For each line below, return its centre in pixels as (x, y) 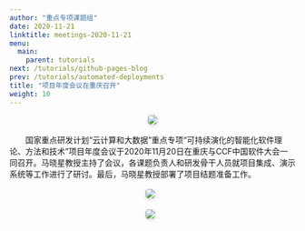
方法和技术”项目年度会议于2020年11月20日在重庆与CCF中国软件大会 (152, 151)
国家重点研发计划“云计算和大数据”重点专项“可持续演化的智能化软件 (150, 140)
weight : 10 (30, 94)
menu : (20, 43)
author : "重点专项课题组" (54, 18)
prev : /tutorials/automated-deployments (87, 77)
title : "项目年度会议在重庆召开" (65, 85)
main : (28, 52)
